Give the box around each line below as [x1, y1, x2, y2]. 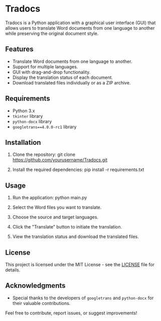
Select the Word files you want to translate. [12, 204, 102, 210]
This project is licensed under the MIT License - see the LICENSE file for [5, 262, 154, 267]
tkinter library [12, 113, 43, 119]
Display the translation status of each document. [12, 74, 113, 81]
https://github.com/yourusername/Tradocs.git [12, 157, 108, 163]
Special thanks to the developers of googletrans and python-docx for [12, 295, 154, 301]
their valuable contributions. [12, 300, 71, 306]
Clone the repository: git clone [12, 151, 75, 157]
